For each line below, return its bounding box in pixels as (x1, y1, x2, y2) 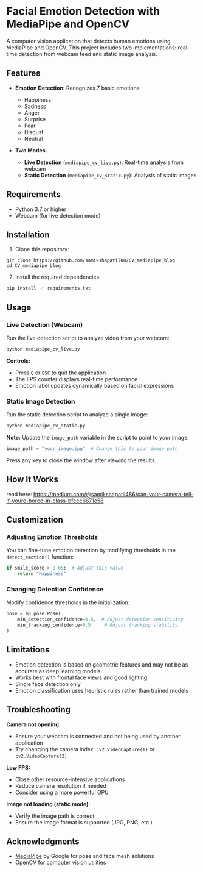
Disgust (24, 128, 44, 135)
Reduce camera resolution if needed (15, 782, 106, 789)
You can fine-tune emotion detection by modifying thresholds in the (6, 547, 176, 554)
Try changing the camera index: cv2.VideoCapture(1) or (15, 745, 155, 752)
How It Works (6, 474, 59, 485)
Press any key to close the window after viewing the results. (6, 456, 157, 464)
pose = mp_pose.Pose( (6, 611, 61, 617)
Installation (6, 229, 50, 240)
